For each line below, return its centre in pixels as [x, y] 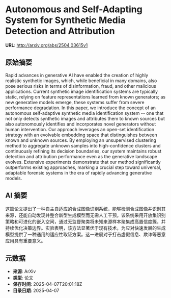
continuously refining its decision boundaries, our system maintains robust [83, 151]
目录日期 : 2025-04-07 [36, 291]
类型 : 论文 [23, 278]
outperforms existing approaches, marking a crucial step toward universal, [83, 167]
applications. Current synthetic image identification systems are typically [82, 91]
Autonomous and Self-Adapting [74, 9]
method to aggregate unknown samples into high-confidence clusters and [83, 145]
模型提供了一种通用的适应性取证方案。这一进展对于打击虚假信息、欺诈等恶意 [85, 234]
